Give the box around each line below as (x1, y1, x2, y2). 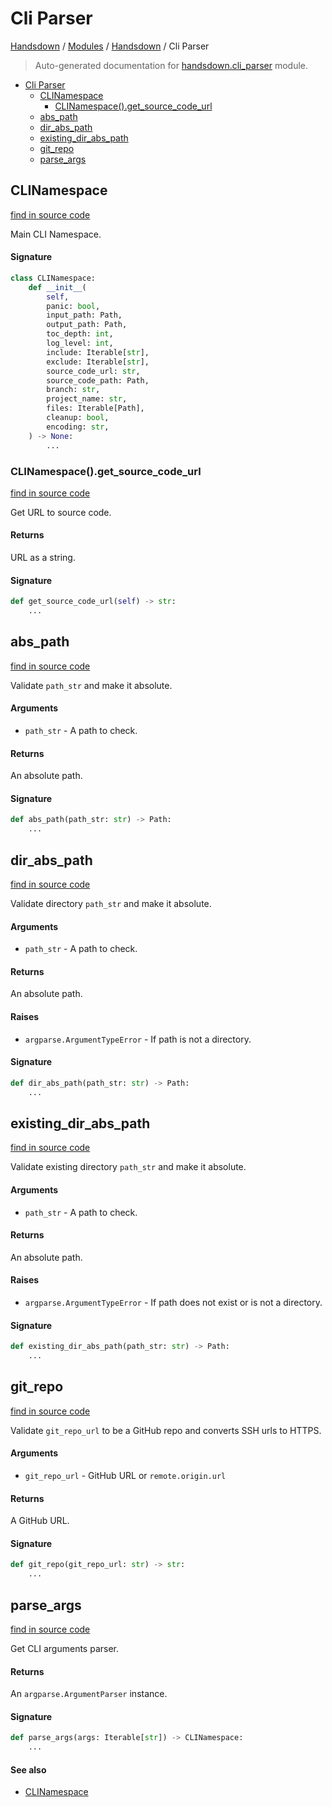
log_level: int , (46, 338, 114, 349)
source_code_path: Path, (46, 375, 150, 386)
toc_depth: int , (46, 329, 114, 339)
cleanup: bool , (46, 413, 110, 423)
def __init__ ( (28, 282, 87, 292)
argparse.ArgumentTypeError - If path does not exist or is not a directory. (24, 1297, 323, 1308)
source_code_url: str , (46, 366, 141, 376)
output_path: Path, (46, 320, 128, 330)
